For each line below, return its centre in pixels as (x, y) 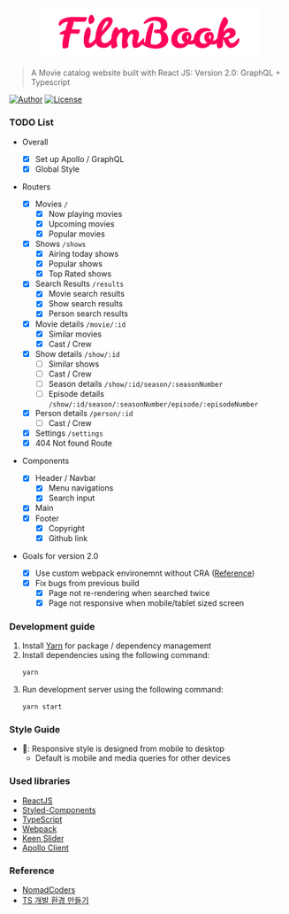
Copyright (67, 528)
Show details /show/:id (78, 353)
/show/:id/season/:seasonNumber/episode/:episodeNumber (153, 405)
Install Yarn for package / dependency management (117, 646)
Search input (72, 498)
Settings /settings (69, 433)
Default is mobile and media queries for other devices (133, 758)
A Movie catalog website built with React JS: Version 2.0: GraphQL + (156, 73)
